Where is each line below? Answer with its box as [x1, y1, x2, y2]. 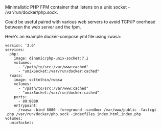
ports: [14, 95, 27, 100]
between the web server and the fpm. [5, 24, 81, 30]
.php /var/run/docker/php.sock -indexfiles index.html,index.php [5, 112, 141, 117]
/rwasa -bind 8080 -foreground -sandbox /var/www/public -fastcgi [18, 107, 157, 112]
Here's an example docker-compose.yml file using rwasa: [5, 34, 121, 39]
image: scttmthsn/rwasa [14, 77, 63, 82]
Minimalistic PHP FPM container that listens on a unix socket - [5, 4, 130, 10]
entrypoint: [14, 103, 38, 108]
